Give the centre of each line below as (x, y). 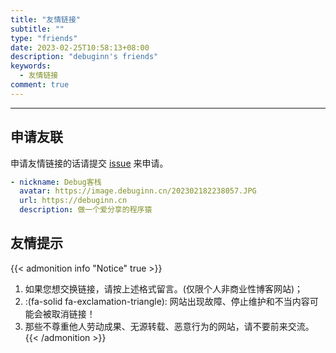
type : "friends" (44, 38)
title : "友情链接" (46, 19)
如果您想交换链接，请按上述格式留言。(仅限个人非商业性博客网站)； (164, 288)
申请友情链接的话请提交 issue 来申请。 (89, 163)
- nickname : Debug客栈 (56, 182)
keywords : (31, 66)
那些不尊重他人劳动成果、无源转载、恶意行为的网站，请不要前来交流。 (169, 326)
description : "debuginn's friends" (84, 57)
